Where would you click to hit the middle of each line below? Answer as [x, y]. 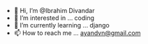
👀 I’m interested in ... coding [54, 18]
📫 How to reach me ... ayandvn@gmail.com [77, 33]
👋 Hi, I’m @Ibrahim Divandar [54, 11]
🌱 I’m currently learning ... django [61, 25]
